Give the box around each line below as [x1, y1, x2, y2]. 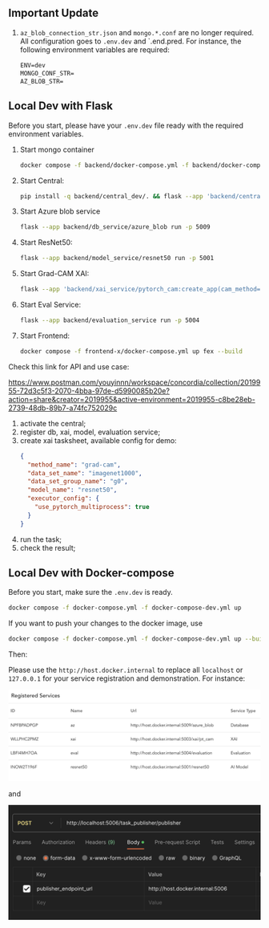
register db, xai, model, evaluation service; [19, 427, 161, 437]
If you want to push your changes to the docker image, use [8, 618, 203, 629]
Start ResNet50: [19, 238, 74, 247]
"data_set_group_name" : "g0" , [27, 478, 128, 486]
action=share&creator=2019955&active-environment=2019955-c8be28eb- [8, 394, 256, 404]
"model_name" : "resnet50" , [27, 486, 118, 495]
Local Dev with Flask [8, 100, 114, 113]
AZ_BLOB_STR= [19, 77, 64, 85]
